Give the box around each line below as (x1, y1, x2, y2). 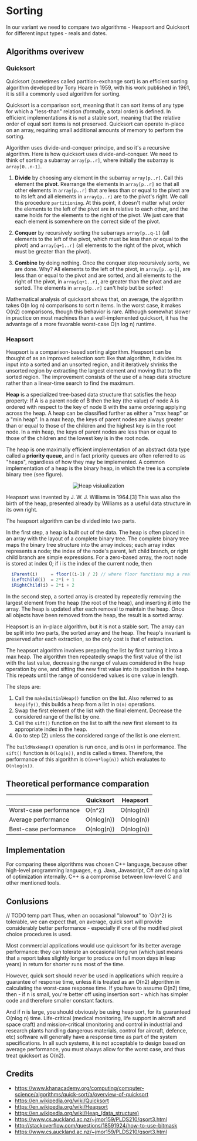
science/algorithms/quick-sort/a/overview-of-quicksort (14, 1091, 149, 1098)
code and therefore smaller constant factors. (6, 997, 114, 1004)
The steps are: (6, 683, 41, 690)
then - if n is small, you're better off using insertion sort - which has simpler (6, 990, 189, 998)
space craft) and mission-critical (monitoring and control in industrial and (6, 1021, 183, 1028)
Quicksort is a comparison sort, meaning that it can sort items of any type (6, 101, 184, 109)
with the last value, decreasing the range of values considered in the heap (6, 659, 185, 666)
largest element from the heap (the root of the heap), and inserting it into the (6, 599, 191, 606)
